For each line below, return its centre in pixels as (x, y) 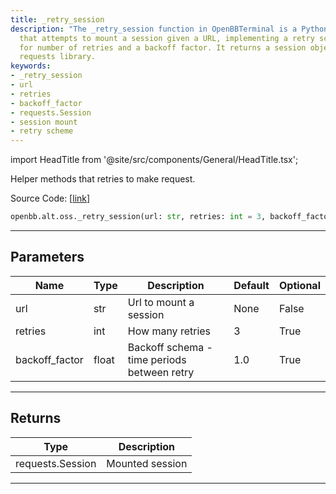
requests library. (58, 57)
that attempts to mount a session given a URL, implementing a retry (167, 38)
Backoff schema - (170, 347)
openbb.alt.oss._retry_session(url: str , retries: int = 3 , (138, 217)
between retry (161, 372)
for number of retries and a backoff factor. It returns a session (163, 47)
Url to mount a (161, 302)
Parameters (47, 257)
